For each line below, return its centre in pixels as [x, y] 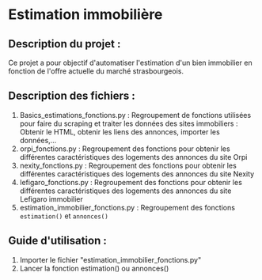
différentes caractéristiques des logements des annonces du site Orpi [133, 157]
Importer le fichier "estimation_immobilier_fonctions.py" [110, 259]
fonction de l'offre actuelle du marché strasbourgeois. [96, 71]
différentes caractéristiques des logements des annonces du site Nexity [137, 174]
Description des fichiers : [72, 96]
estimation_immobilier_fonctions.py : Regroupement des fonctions [127, 207]
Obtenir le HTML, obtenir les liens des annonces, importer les [120, 131]
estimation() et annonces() [64, 216]
